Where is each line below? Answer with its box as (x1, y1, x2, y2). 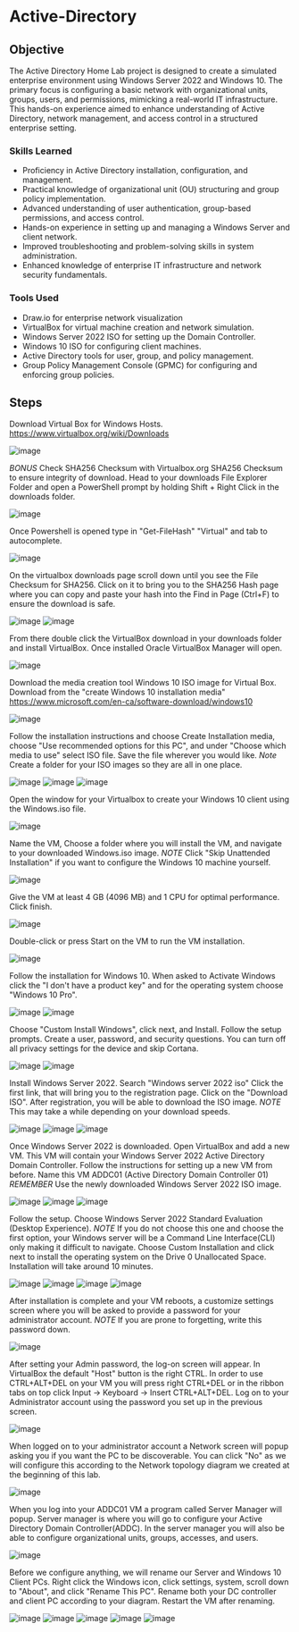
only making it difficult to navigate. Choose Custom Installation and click (9, 1242, 275, 1253)
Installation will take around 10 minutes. (9, 1261, 154, 1272)
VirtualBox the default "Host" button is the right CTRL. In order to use (9, 1368, 263, 1379)
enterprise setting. (9, 122, 78, 133)
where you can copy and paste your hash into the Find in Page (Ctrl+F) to (9, 589, 279, 600)
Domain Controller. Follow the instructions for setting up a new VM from (9, 1160, 273, 1171)
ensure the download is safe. (9, 599, 116, 610)
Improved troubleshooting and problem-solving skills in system (21, 241, 254, 252)
